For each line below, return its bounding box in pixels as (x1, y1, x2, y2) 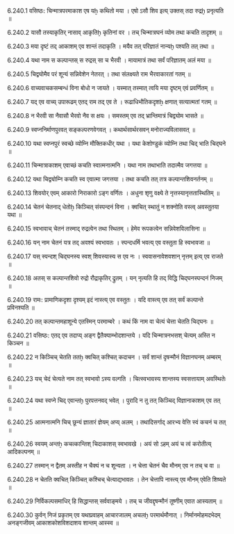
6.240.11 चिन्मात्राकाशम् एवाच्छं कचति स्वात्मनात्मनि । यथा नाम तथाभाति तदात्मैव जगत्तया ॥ (7, 161, 208, 169)
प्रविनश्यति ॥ (7, 303, 35, 312)
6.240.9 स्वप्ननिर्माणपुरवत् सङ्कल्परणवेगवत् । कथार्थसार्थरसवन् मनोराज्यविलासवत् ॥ (7, 126, 196, 133)
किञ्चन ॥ (7, 339, 29, 347)
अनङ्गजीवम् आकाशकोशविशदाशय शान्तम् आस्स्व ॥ (7, 519, 119, 527)
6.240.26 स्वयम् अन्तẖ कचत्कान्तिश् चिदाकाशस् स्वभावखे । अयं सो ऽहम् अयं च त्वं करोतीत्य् (7, 440, 212, 448)
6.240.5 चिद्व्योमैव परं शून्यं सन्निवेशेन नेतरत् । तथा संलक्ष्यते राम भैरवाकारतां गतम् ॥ (7, 70, 191, 78)
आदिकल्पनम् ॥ (7, 448, 40, 456)
